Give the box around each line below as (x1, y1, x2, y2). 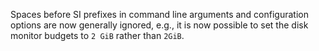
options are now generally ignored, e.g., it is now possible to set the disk (10, 19, 309, 31)
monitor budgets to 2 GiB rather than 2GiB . (10, 30, 185, 41)
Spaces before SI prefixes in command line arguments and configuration (10, 9, 309, 20)
